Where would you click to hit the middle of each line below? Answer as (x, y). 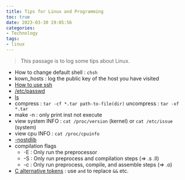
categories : (21, 28)
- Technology (22, 33)
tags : (13, 39)
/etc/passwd (30, 91)
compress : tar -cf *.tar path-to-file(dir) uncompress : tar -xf (97, 103)
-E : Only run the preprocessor (60, 152)
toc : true (18, 17)
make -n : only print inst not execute (58, 114)
